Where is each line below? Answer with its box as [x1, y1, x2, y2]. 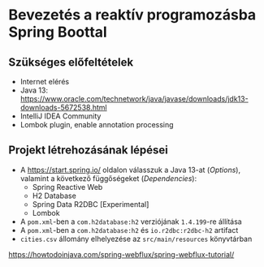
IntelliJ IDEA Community [19, 111, 102, 121]
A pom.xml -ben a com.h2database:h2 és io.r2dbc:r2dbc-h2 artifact [19, 225, 239, 235]
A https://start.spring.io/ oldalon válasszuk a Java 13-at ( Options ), [19, 165, 241, 174]
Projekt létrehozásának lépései [8, 144, 169, 157]
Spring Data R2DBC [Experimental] [32, 199, 149, 209]
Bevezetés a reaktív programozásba [8, 6, 257, 24]
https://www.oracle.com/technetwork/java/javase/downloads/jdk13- [19, 94, 249, 103]
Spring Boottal [8, 23, 107, 41]
